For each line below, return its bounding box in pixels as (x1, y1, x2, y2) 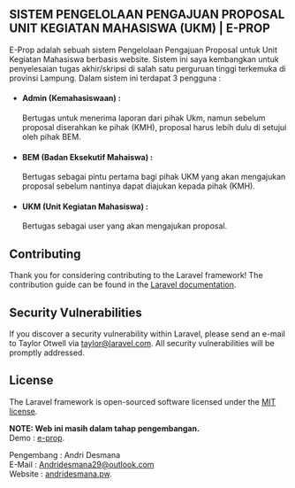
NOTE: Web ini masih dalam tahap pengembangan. (9, 422, 200, 433)
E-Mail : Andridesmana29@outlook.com (9, 459, 155, 469)
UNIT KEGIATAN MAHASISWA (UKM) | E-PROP (9, 21, 271, 36)
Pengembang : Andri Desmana (9, 449, 121, 460)
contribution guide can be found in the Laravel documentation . (9, 279, 237, 290)
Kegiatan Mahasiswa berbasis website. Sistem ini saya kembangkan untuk (9, 53, 280, 65)
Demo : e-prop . (9, 432, 65, 443)
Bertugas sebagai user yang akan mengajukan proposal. (21, 221, 228, 231)
